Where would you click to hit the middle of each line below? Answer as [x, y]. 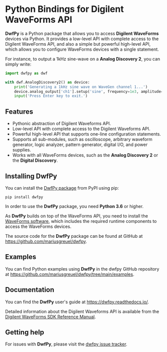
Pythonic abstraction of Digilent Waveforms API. [62, 124]
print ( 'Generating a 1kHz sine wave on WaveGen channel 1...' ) [81, 87]
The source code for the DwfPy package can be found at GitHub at [74, 236]
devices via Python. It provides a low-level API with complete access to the [82, 39]
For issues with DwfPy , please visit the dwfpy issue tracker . [66, 344]
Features [19, 111]
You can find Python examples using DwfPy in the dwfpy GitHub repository [82, 269]
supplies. [22, 150]
